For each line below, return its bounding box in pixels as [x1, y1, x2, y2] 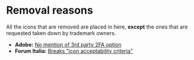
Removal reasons [6, 4, 93, 17]
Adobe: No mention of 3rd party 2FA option [14, 41, 122, 48]
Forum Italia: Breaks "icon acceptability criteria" [14, 47, 133, 54]
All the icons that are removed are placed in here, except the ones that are [6, 23, 188, 30]
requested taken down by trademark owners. [6, 29, 116, 36]
